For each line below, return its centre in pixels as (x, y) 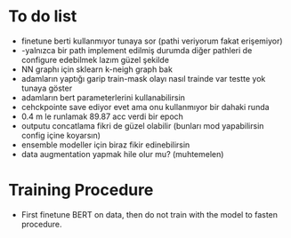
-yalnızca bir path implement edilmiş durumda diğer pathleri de (137, 50)
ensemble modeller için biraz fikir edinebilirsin (105, 145)
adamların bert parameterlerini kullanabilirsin (103, 97)
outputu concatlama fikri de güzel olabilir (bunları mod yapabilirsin (142, 125)
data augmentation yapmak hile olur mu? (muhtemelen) (122, 154)
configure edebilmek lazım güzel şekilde (95, 59)
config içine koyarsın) (61, 135)
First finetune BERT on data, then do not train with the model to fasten (149, 214)
